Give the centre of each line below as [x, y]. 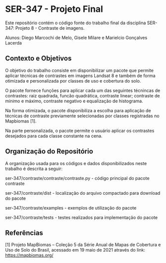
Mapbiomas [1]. [21, 121]
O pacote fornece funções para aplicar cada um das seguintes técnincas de [83, 90]
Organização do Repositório [49, 152]
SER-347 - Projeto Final [54, 9]
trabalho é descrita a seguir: [34, 169]
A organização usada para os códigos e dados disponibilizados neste [76, 163]
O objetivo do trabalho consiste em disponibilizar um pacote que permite [79, 70]
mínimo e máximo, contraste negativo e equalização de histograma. [74, 101]
